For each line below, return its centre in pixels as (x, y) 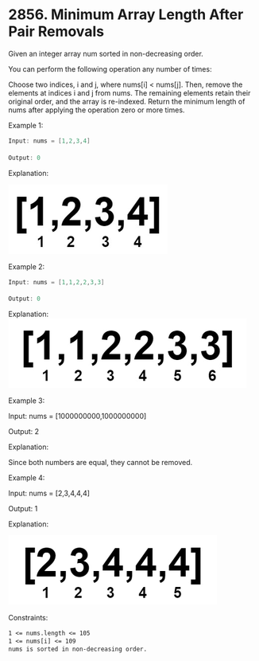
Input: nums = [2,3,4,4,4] (49, 493)
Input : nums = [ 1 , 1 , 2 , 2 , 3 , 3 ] (56, 282)
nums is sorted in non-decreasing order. (78, 649)
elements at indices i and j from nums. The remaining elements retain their (129, 92)
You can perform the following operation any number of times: (110, 68)
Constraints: (28, 618)
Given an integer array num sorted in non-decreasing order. (106, 53)
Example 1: (26, 125)
